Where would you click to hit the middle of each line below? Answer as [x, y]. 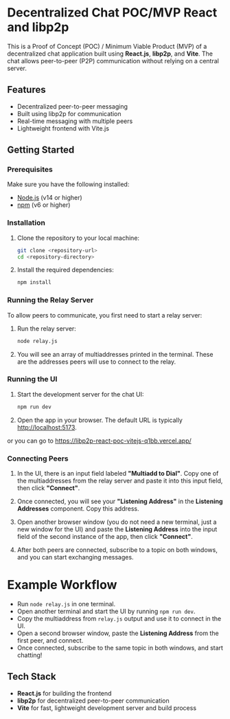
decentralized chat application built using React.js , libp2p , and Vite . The [110, 54]
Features [26, 90]
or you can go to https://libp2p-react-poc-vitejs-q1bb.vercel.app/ [100, 441]
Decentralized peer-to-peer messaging [72, 106]
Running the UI [32, 379]
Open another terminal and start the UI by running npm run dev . [106, 611]
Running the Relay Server [50, 300]
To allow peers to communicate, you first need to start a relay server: [105, 315]
